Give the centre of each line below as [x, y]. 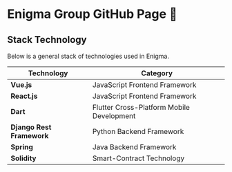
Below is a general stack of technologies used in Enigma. [88, 56]
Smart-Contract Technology [138, 158]
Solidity [23, 158]
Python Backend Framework [138, 132]
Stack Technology [47, 40]
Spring [22, 147]
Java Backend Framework [134, 147]
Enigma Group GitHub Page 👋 [92, 14]
